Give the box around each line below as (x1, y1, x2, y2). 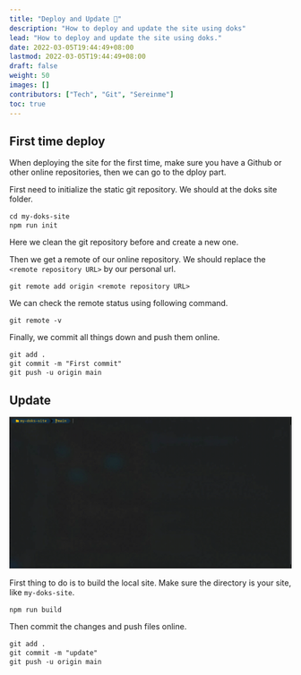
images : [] (9, 81, 50, 90)
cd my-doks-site (9, 212, 70, 221)
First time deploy (9, 133, 106, 149)
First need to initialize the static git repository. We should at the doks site (9, 184, 278, 195)
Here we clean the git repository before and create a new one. (9, 237, 239, 248)
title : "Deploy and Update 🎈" (9, 14, 123, 23)
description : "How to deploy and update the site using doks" (9, 23, 246, 33)
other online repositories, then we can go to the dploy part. (9, 167, 227, 178)
